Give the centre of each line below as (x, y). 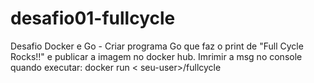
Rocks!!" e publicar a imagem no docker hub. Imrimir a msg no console (156, 56)
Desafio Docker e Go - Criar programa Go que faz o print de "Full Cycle (157, 46)
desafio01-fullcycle (93, 18)
